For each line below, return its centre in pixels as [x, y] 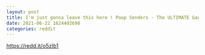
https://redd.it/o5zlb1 [33, 46]
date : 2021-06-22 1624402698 [43, 23]
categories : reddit [31, 29]
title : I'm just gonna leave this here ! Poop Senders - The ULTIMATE [98, 18]
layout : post [23, 12]
